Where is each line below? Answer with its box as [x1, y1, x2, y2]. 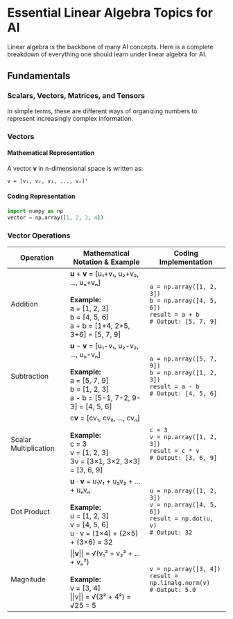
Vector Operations [7, 231, 71, 240]
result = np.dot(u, [149, 515, 214, 522]
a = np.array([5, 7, [149, 355, 218, 363]
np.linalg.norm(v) [149, 579, 210, 586]
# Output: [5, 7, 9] [149, 317, 218, 325]
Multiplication [10, 443, 55, 453]
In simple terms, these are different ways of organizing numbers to [7, 106, 198, 115]
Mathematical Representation [7, 149, 95, 157]
